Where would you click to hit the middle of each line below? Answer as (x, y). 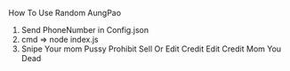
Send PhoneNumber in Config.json (85, 30)
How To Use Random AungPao (65, 13)
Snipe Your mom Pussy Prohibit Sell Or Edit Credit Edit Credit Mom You (151, 49)
